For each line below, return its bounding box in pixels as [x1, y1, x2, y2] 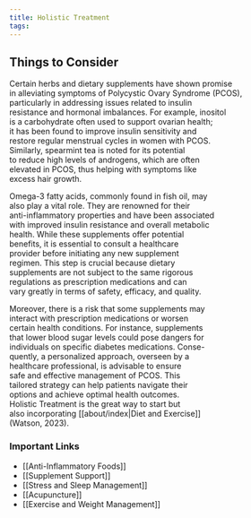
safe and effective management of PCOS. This [9, 370, 181, 381]
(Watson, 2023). [9, 418, 70, 428]
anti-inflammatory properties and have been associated [9, 210, 215, 220]
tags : [9, 22, 30, 30]
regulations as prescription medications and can [9, 277, 187, 288]
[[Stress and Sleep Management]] [22, 479, 148, 490]
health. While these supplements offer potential [9, 229, 185, 240]
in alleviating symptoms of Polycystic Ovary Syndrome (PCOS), [9, 88, 243, 99]
